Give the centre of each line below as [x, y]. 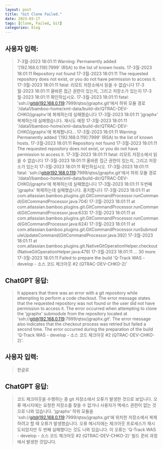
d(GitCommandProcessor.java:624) [52, 224]
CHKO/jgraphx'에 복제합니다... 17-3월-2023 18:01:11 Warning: [77, 132]
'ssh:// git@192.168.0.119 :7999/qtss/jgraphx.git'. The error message [84, 319]
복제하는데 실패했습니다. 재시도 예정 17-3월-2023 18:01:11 [72, 121]
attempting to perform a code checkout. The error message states [83, 298]
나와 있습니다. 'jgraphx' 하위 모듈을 [60, 411]
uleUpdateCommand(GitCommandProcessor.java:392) [72, 235]
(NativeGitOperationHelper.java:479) [54, 251]
